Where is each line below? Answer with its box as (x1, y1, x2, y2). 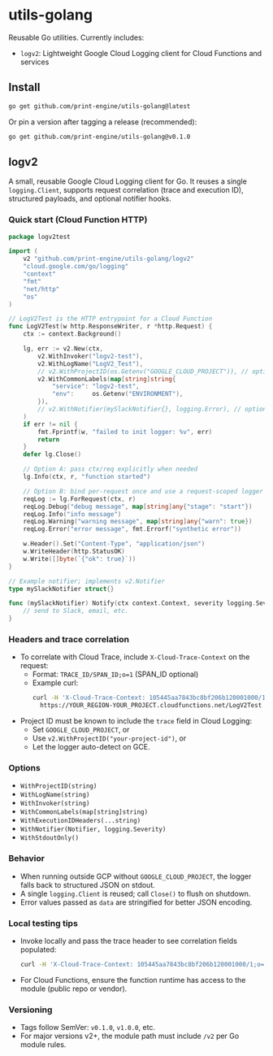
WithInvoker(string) (19, 799, 90, 808)
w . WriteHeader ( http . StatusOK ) (23, 547, 126, 556)
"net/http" (23, 285, 60, 293)
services (19, 57, 50, 67)
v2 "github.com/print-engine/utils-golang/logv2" (23, 254, 195, 263)
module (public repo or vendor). (19, 984, 128, 993)
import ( (8, 247, 38, 255)
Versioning (8, 1004, 53, 1015)
